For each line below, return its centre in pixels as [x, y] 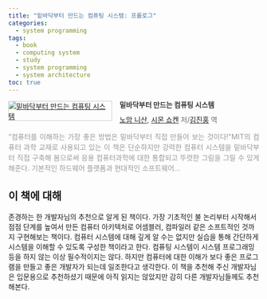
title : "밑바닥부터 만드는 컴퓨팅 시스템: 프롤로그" [82, 16]
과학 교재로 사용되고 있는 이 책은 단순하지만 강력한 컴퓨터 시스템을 [128, 148]
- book [26, 45]
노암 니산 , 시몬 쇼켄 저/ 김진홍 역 [168, 120]
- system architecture [53, 75]
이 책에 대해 [35, 196]
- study [28, 61]
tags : [17, 38]
